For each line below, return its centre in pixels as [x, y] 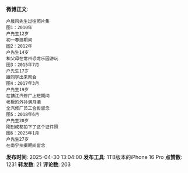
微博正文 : [17, 9]
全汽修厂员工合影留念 [28, 108]
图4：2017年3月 [23, 84]
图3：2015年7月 [23, 65]
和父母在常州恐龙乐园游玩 [32, 58]
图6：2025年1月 [23, 133]
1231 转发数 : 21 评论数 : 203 [39, 164]
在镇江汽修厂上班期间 [28, 96]
